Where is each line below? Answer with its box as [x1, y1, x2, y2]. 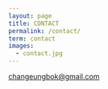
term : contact [8, 34, 56, 43]
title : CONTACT [8, 19, 60, 28]
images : [8, 42, 35, 50]
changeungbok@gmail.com [8, 72, 100, 81]
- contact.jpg [15, 49, 63, 57]
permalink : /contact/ [8, 27, 81, 35]
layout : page [8, 11, 52, 20]
